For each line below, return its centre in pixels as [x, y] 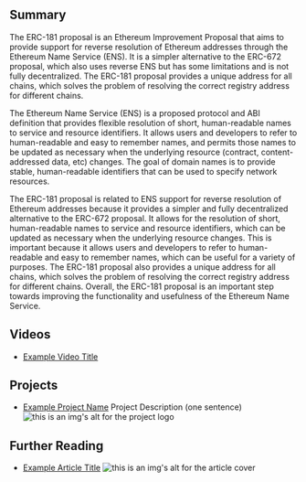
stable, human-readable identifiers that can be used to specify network [143, 171]
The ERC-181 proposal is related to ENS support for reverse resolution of [145, 198]
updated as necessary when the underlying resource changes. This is [141, 238]
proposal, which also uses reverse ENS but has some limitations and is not [149, 66]
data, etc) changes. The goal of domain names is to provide [164, 161]
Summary [38, 15]
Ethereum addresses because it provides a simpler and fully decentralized [149, 209]
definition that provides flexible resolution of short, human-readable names [151, 123]
